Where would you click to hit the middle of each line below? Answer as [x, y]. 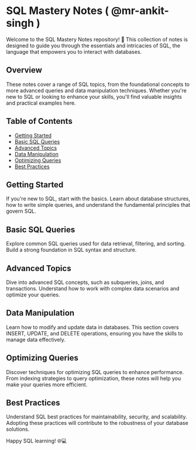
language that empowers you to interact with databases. [74, 51]
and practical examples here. [41, 103]
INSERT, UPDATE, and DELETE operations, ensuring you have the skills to [94, 333]
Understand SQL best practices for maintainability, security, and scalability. [97, 417]
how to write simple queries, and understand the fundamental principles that [98, 205]
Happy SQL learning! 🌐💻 [37, 441]
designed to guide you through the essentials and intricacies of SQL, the [93, 46]
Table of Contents [39, 121]
